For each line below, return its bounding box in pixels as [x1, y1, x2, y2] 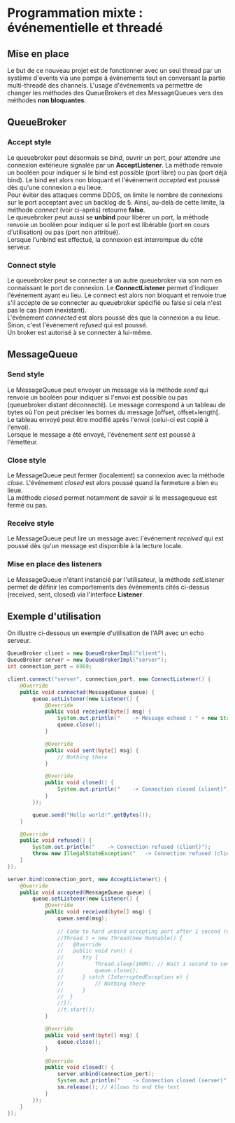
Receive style [7, 518, 55, 528]
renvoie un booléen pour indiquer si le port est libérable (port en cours [7, 220, 210, 229]
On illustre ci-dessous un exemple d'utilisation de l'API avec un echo [7, 629, 204, 637]
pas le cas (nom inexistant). [7, 306, 87, 314]
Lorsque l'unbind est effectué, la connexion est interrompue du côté [7, 235, 204, 243]
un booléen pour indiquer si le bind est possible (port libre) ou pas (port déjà [7, 168, 227, 177]
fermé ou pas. [7, 501, 48, 509]
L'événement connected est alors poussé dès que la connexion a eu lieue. [7, 313, 220, 322]
